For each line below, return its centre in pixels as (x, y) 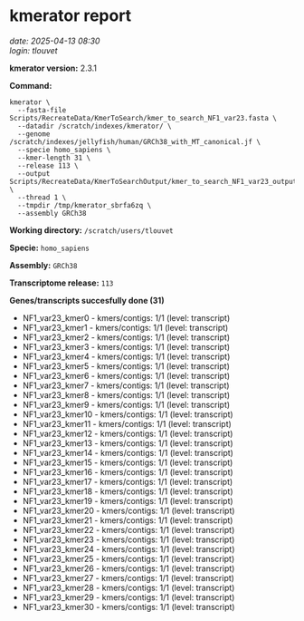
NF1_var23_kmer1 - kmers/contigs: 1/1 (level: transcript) (125, 327)
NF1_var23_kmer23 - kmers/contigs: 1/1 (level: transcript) (128, 539)
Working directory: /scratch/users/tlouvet (91, 230)
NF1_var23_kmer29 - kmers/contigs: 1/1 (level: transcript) (128, 597)
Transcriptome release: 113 (62, 283)
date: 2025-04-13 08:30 (55, 41)
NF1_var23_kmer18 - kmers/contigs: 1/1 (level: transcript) (128, 491)
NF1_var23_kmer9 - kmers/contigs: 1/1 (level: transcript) (126, 404)
